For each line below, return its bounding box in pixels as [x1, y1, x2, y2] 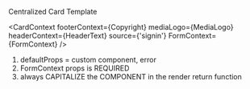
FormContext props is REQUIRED [19, 63, 130, 73]
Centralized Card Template [8, 7, 98, 16]
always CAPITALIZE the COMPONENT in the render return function [19, 72, 242, 81]
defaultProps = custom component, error [19, 55, 157, 64]
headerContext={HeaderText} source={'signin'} [8, 31, 167, 40]
